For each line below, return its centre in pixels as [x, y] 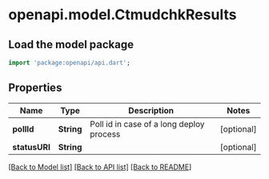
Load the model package [71, 45]
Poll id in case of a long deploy [147, 124]
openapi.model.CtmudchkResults [122, 15]
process [105, 134]
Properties [35, 88]
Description [151, 110]
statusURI [31, 147]
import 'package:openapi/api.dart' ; [69, 63]
